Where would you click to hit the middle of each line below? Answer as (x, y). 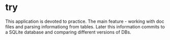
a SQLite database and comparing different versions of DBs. (68, 32)
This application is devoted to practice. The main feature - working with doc (85, 21)
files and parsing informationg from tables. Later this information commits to (85, 26)
